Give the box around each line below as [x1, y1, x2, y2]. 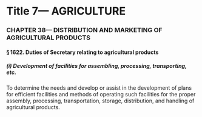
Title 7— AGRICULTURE [6, 4, 126, 18]
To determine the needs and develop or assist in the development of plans [6, 84, 192, 92]
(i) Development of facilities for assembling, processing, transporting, [6, 62, 187, 70]
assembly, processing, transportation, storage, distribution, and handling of [6, 97, 195, 104]
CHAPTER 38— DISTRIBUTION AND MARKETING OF [6, 26, 163, 35]
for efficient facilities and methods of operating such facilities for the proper [6, 90, 196, 98]
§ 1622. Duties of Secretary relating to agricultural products [6, 48, 159, 56]
